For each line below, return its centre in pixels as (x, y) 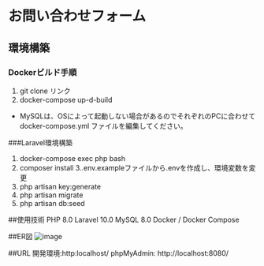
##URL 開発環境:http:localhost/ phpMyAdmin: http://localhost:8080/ (119, 253)
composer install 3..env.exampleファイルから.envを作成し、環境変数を (134, 167)
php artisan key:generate (60, 186)
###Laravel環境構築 (41, 142)
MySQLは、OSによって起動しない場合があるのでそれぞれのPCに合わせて (138, 116)
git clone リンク (45, 91)
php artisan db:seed (52, 203)
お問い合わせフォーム (77, 16)
